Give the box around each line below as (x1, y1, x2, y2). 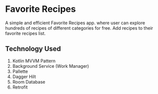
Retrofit (12, 84, 28, 90)
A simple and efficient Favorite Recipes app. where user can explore (5, 20, 146, 26)
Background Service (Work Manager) (12, 63, 89, 69)
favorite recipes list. (5, 30, 46, 36)
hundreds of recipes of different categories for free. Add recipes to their (5, 25, 154, 31)
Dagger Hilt (12, 73, 36, 80)
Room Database (12, 79, 46, 85)
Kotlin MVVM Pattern (12, 58, 56, 64)
